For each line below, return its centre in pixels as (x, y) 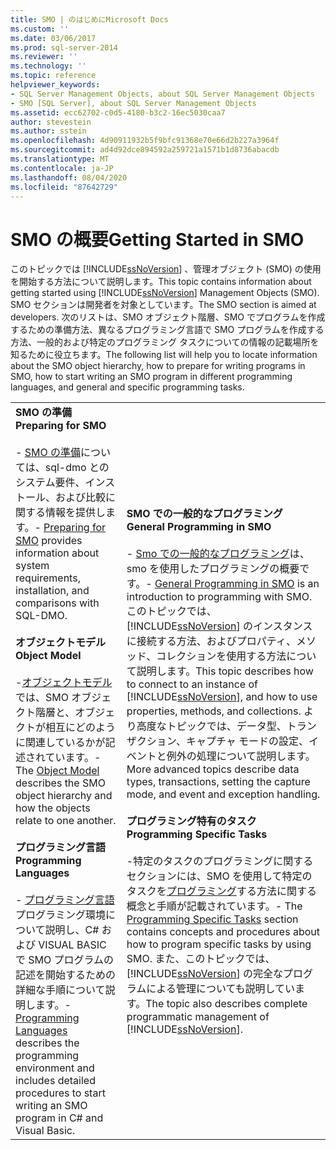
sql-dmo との (77, 468)
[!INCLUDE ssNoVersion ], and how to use (222, 697)
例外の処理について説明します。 (241, 756)
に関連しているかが (60, 743)
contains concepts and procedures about (223, 932)
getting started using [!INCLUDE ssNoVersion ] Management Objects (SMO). (165, 293)
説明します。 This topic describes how (225, 671)
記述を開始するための (66, 975)
